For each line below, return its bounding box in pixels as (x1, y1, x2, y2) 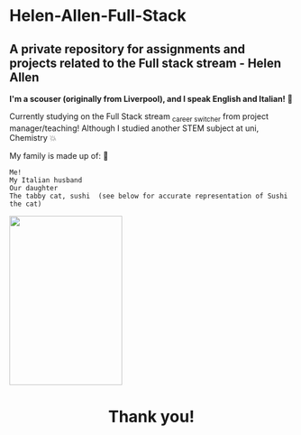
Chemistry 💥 (9, 132, 57, 143)
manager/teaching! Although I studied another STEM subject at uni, (9, 123, 260, 134)
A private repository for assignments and (9, 42, 246, 57)
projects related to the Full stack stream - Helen (9, 55, 282, 70)
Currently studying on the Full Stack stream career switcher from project (9, 111, 269, 124)
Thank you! (107, 406, 196, 427)
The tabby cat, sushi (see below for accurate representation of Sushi (9, 191, 288, 200)
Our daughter (9, 183, 59, 192)
